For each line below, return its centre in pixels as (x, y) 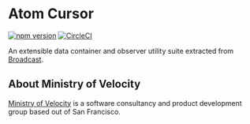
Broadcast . (26, 59)
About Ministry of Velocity (75, 84)
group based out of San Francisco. (64, 111)
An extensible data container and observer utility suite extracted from (121, 51)
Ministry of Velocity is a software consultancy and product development (125, 103)
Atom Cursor (51, 14)
